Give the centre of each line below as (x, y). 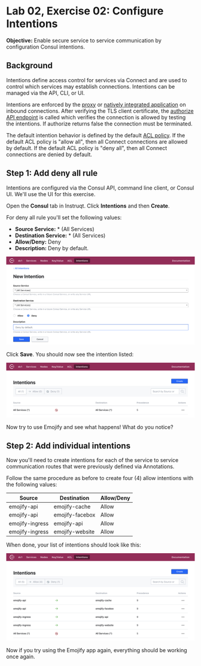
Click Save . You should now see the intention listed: (70, 355)
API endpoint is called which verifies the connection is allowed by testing (96, 117)
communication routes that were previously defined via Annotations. (90, 467)
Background (29, 66)
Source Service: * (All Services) (54, 229)
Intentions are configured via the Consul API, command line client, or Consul (100, 188)
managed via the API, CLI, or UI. (45, 93)
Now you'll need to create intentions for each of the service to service (92, 460)
